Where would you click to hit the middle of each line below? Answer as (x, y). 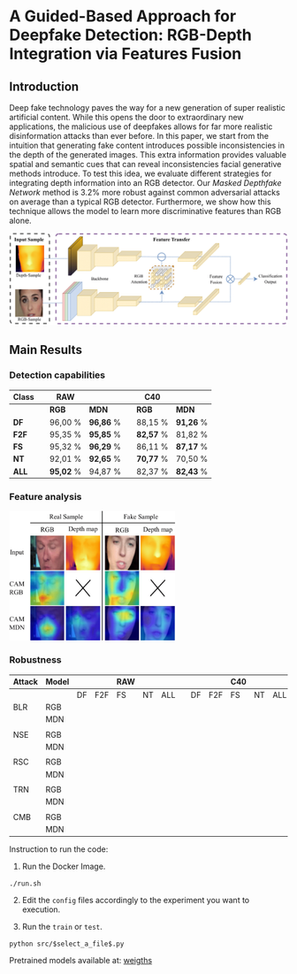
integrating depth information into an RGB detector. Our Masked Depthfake (145, 183)
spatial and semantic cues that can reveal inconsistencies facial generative (145, 164)
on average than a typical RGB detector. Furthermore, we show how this (140, 202)
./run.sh (25, 883)
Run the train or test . (62, 926)
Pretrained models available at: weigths (81, 960)
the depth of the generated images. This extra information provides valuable (148, 155)
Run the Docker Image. (64, 866)
